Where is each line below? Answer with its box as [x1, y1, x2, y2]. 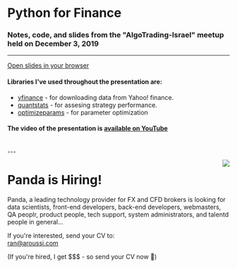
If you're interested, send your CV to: [7, 231, 115, 240]
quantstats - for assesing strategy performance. [17, 101, 157, 109]
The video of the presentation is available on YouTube [7, 125, 168, 133]
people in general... [7, 217, 63, 226]
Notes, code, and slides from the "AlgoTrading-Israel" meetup [7, 30, 224, 40]
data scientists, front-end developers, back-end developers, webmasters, [7, 203, 221, 211]
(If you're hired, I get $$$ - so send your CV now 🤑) [7, 252, 157, 261]
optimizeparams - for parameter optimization [17, 108, 148, 117]
